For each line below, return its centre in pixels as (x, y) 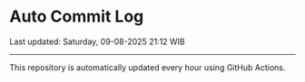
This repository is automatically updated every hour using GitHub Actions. (148, 67)
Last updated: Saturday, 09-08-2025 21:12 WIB (98, 41)
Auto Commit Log (77, 17)
